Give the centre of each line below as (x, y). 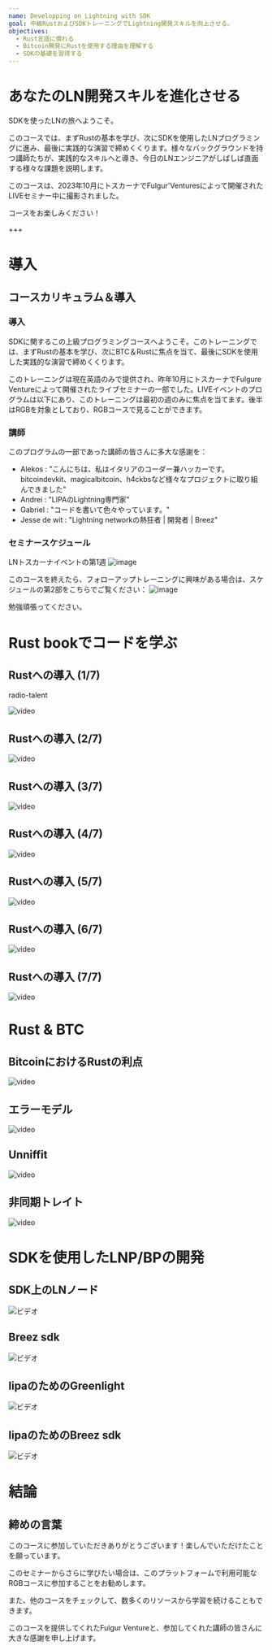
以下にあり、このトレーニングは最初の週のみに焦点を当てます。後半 (149, 399)
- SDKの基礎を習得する (49, 54)
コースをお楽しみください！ (55, 213)
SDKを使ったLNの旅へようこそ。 (63, 120)
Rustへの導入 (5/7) (56, 881)
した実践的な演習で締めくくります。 (69, 362)
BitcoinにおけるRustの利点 (76, 1062)
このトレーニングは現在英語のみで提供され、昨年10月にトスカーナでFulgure (135, 379)
